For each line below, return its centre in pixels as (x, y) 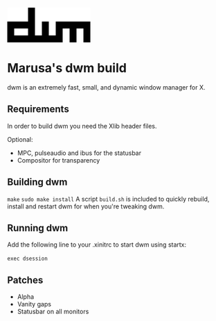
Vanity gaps (34, 304)
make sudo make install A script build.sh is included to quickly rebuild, (108, 199)
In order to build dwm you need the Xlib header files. (82, 126)
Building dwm (37, 182)
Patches (25, 280)
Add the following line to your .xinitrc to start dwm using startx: (97, 245)
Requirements (38, 109)
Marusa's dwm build (67, 68)
